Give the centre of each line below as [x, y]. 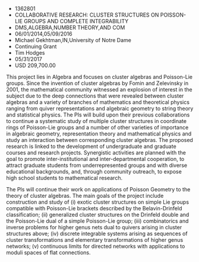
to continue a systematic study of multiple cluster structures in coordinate [97, 121]
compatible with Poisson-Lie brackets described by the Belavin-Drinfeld [94, 208]
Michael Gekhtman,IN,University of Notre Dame [73, 40]
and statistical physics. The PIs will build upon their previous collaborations [98, 115]
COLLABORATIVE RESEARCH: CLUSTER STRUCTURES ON [87, 15]
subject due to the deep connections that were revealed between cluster [95, 96]
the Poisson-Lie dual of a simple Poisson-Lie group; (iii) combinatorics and [97, 221]
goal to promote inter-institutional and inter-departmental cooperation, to [95, 159]
